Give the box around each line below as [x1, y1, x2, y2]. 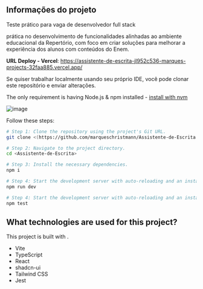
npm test [6, 200, 28, 206]
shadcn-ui [14, 264, 41, 271]
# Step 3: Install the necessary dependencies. [6, 161, 129, 168]
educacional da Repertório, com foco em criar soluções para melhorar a [6, 39, 185, 46]
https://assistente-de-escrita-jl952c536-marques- [60, 57, 186, 64]
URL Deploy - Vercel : [6, 57, 59, 64]
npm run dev [6, 184, 36, 190]
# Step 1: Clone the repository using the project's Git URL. [6, 128, 166, 135]
